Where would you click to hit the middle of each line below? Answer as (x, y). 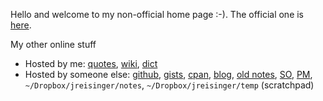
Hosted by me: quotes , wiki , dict (91, 63)
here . (21, 25)
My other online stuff (53, 44)
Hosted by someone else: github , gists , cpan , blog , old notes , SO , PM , (168, 74)
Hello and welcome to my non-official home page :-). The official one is (157, 14)
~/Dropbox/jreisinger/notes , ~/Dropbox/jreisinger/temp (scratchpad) (169, 85)
